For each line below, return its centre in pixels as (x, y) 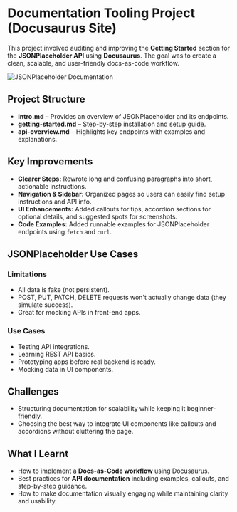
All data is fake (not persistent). (64, 290)
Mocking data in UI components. (65, 369)
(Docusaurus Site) (62, 28)
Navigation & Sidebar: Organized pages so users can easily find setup (121, 194)
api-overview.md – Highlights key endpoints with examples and (111, 131)
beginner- (201, 409)
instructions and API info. (54, 202)
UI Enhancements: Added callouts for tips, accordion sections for (114, 209)
